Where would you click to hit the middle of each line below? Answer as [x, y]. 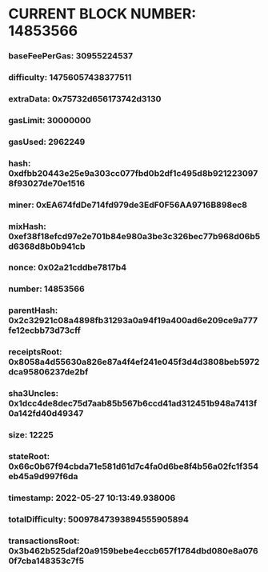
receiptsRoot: [35, 352]
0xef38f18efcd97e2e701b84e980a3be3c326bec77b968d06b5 [134, 236]
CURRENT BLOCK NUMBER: [102, 14]
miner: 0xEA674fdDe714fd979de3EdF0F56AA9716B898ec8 [128, 205]
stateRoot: [29, 457]
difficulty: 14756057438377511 [70, 78]
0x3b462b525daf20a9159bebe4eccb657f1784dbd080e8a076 [133, 550]
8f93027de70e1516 [47, 183]
